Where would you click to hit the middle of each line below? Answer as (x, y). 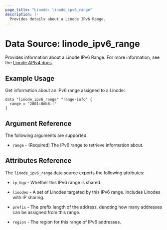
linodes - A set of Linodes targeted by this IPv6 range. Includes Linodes (86, 192)
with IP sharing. (28, 197)
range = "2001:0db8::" (33, 104)
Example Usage (30, 78)
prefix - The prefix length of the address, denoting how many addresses (87, 207)
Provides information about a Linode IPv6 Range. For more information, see (83, 57)
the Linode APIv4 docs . (29, 63)
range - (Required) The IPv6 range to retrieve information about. (78, 145)
